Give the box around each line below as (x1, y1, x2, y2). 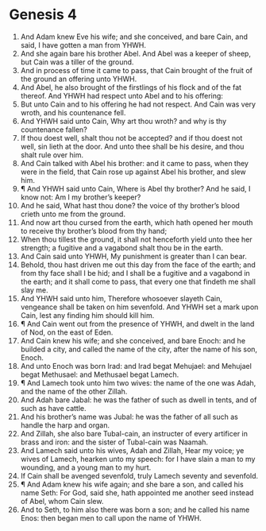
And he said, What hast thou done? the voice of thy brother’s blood (20, 200, 241, 210)
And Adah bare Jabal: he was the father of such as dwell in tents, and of (20, 395, 257, 405)
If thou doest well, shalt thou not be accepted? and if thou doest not (20, 133, 243, 142)
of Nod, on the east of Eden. (20, 328, 114, 337)
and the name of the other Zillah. (20, 386, 128, 396)
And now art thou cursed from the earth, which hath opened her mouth (20, 217, 253, 227)
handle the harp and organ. (20, 420, 110, 430)
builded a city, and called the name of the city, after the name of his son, (20, 344, 257, 354)
